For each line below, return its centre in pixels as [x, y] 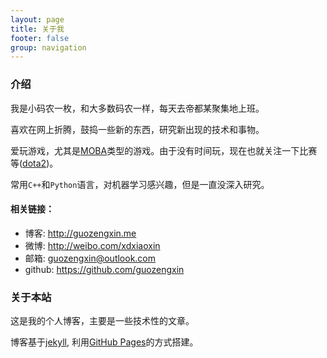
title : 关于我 [37, 29]
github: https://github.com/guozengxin [104, 269]
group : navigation [48, 47]
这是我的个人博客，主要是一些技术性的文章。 [102, 321]
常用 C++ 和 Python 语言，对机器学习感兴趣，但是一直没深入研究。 [140, 184]
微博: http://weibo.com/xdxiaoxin [92, 245]
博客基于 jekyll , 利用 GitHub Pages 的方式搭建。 [104, 342]
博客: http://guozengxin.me [80, 233]
